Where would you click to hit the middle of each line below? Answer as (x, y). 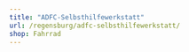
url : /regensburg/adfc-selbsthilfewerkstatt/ (94, 26)
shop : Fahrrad (35, 33)
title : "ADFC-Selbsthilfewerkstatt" (77, 17)
